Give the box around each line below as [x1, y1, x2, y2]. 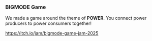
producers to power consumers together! [5, 20, 92, 26]
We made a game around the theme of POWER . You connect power [5, 15, 147, 21]
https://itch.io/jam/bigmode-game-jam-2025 [5, 30, 99, 36]
